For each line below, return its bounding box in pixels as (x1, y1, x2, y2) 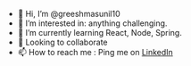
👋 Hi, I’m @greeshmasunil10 (17, 9, 120, 19)
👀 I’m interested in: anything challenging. (17, 18, 168, 29)
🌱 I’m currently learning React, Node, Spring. (17, 28, 183, 37)
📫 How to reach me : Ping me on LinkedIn (17, 47, 174, 57)
